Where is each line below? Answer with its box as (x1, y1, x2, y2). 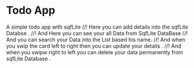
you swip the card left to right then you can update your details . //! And (6, 42, 182, 50)
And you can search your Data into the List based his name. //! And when (6, 36, 186, 43)
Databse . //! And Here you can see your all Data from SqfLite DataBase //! (6, 29, 188, 36)
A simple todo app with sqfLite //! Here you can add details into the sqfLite (6, 23, 189, 30)
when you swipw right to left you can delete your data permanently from (6, 48, 183, 55)
